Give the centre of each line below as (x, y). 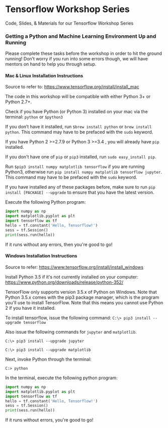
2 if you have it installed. (30, 308)
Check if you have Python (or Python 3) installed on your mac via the (77, 112)
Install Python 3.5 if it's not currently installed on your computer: (72, 277)
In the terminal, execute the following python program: (61, 378)
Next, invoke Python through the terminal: (48, 359)
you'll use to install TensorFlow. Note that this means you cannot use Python (84, 302)
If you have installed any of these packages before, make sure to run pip (80, 187)
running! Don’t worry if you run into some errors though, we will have (77, 59)
